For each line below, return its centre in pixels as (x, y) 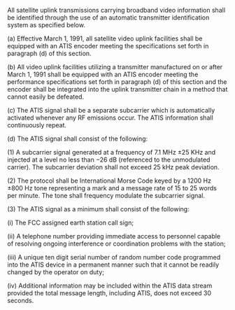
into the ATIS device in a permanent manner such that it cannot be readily (113, 265)
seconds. (21, 301)
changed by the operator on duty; (56, 272)
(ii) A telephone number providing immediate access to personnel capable (114, 236)
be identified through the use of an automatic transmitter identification (108, 17)
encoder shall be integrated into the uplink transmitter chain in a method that (117, 89)
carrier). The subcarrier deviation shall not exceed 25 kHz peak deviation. (113, 167)
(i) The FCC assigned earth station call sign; (71, 223)
